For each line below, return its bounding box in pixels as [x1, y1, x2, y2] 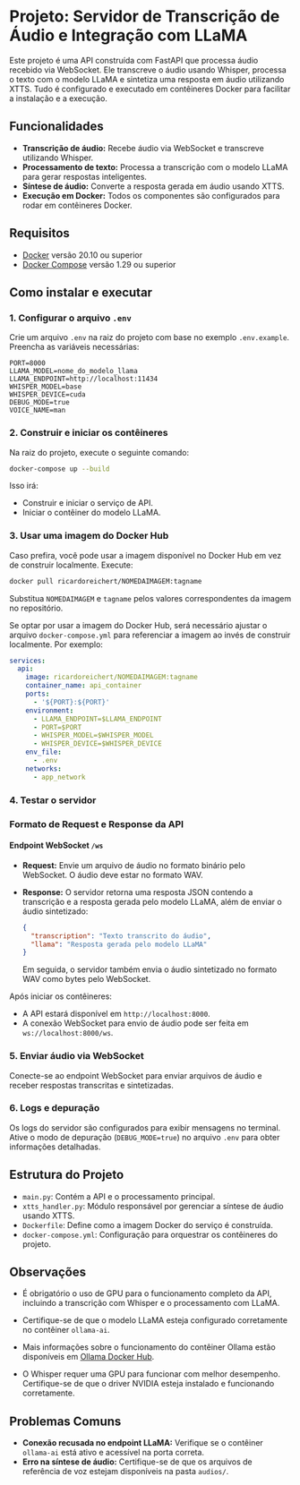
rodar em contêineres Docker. [21, 200, 133, 210]
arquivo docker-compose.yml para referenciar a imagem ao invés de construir [9, 629, 291, 640]
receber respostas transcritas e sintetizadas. [9, 1080, 175, 1090]
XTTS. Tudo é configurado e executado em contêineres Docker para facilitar [9, 83, 291, 94]
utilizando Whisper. [21, 152, 94, 163]
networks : [25, 764, 63, 773]
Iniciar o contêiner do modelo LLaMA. [21, 508, 161, 518]
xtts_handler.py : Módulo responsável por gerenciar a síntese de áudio [21, 1200, 284, 1211]
